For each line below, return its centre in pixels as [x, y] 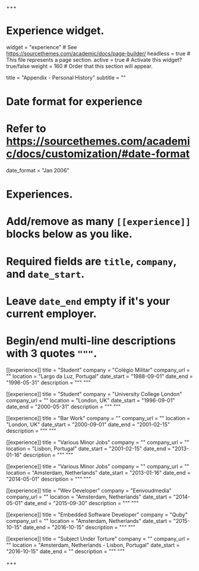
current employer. [51, 314]
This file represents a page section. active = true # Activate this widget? [94, 59]
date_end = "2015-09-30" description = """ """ [81, 503]
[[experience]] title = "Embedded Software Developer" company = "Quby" [97, 515]
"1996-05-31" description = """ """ [48, 382]
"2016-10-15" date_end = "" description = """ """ [66, 551]
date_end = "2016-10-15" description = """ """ [79, 527]
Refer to [26, 129]
